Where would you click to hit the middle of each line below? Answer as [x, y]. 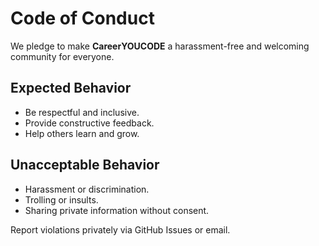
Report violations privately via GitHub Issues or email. [120, 229]
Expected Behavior [71, 88]
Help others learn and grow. [82, 133]
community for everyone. [62, 56]
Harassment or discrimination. [87, 189]
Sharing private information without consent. [117, 210]
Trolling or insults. [61, 199]
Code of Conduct [82, 18]
